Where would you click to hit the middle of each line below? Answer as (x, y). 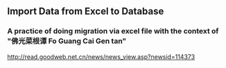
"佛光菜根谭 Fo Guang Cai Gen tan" (67, 41)
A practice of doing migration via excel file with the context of (113, 31)
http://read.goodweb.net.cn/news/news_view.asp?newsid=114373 (101, 57)
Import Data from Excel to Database (86, 11)
